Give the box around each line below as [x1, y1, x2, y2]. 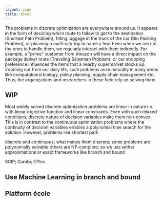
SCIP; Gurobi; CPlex [5, 159, 45, 164]
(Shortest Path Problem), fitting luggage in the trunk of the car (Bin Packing [5, 35, 156, 41]
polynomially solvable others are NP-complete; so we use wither [5, 144, 135, 150]
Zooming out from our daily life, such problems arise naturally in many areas [5, 66, 159, 72]
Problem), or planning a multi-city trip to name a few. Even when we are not [5, 40, 157, 46]
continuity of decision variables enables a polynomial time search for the [5, 125, 151, 130]
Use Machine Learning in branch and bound [5, 173, 141, 181]
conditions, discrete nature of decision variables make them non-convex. [5, 114, 152, 120]
